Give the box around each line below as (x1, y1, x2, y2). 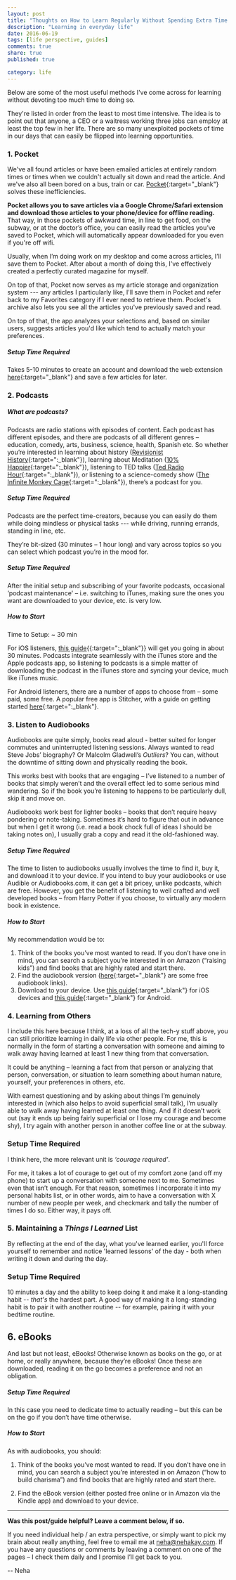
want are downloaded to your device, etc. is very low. (7, 596, 162, 604)
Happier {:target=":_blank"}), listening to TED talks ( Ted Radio (7, 462, 185, 471)
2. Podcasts (7, 390, 49, 400)
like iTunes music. (7, 673, 60, 682)
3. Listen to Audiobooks (7, 720, 90, 730)
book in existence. (7, 901, 60, 909)
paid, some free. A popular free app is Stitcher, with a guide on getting (7, 694, 211, 703)
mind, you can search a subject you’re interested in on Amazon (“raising (17, 956, 227, 964)
